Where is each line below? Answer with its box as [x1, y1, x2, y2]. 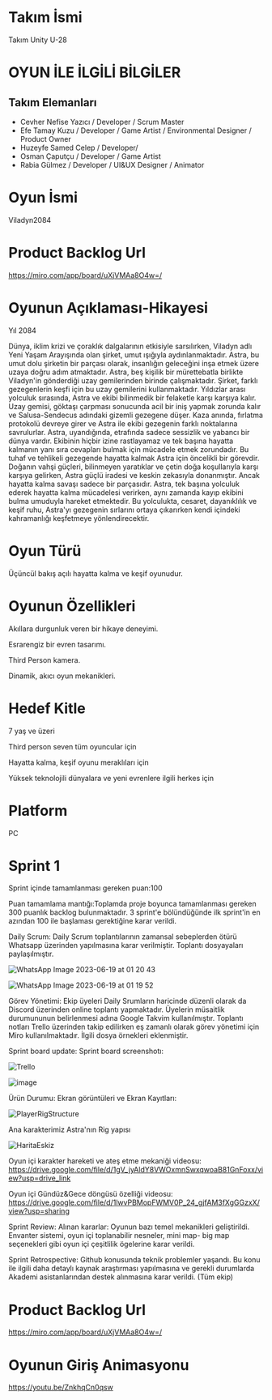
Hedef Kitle [8, 699, 87, 717]
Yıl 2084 [8, 325, 36, 335]
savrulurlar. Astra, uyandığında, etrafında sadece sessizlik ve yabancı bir [8, 427, 250, 437]
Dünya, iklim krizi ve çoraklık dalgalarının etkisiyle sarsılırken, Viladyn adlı [8, 341, 253, 351]
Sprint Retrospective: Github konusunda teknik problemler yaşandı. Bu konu [8, 1255, 261, 1265]
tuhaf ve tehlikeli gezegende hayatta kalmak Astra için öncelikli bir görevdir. [8, 453, 260, 463]
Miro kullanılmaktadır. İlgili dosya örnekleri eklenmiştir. [8, 1031, 189, 1040]
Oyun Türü [8, 541, 82, 560]
